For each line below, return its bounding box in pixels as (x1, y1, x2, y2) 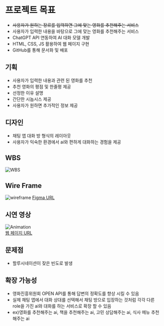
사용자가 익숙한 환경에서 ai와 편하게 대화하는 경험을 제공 (12, 138, 121, 145)
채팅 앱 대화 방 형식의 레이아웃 (12, 132, 71, 138)
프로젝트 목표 (5, 4, 56, 16)
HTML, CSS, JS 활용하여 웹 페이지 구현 (12, 40, 90, 46)
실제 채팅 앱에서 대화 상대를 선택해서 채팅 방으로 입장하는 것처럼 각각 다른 (12, 296, 155, 302)
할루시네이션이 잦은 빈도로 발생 (12, 260, 73, 266)
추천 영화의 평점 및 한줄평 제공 (12, 83, 71, 89)
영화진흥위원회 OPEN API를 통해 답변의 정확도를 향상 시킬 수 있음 (12, 290, 140, 296)
